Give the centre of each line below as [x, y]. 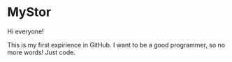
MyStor [29, 12]
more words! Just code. [41, 52]
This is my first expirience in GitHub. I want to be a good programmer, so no [116, 45]
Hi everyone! [26, 31]
